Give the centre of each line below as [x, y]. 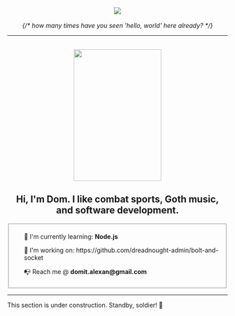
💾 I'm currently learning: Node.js [71, 236]
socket [34, 257]
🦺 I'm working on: [49, 250]
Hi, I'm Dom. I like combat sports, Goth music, [117, 199]
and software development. [117, 210]
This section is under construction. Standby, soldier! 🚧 [85, 305]
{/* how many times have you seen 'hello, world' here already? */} [117, 25]
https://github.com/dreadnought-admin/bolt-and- [147, 250]
